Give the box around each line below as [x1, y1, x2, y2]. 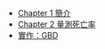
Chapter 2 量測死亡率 [17, 19, 96, 29]
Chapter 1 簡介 [17, 8, 71, 18]
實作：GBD [17, 30, 59, 40]
